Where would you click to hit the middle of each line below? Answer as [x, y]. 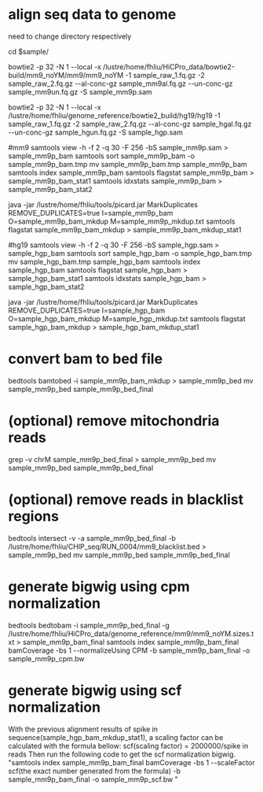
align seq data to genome [92, 15]
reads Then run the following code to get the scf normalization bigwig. [122, 754]
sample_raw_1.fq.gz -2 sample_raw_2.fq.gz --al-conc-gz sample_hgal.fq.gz [130, 124]
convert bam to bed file [86, 359]
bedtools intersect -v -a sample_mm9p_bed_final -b [92, 538]
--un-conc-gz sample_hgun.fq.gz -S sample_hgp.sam [95, 132]
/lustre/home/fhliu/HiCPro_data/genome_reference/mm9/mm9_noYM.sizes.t [131, 633]
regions [33, 516]
